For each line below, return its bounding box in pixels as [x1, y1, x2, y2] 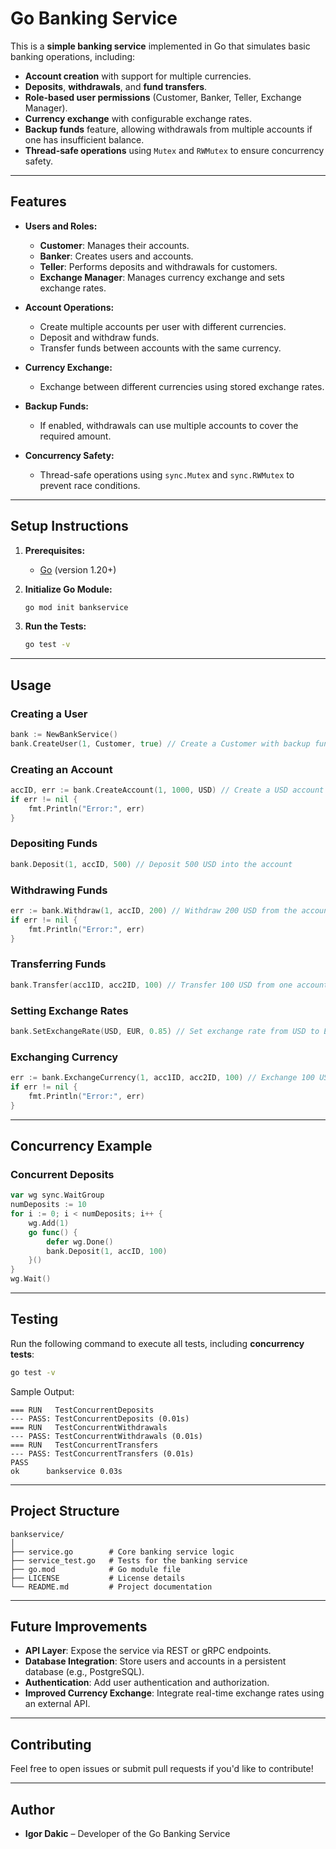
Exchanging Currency [10, 1050, 119, 1064]
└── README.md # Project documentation [10, 1582, 213, 1592]
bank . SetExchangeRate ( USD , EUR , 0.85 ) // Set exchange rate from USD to [10, 1026, 320, 1036]
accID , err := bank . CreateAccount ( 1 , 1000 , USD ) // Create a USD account [10, 785, 325, 796]
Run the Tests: [24, 620, 87, 632]
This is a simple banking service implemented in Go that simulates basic [10, 40, 311, 52]
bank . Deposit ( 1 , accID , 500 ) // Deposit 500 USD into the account [10, 859, 293, 869]
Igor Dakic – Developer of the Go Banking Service [24, 1828, 231, 1840]
